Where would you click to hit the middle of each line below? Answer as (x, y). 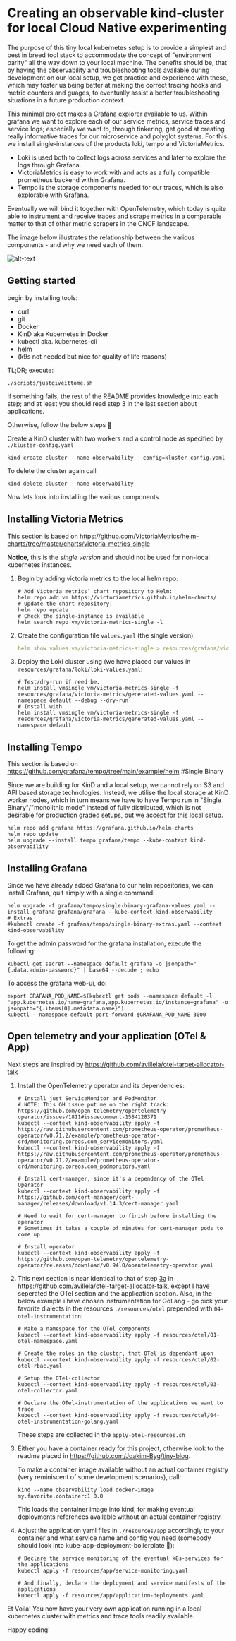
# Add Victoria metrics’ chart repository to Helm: (95, 591)
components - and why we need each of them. (75, 244)
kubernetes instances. (39, 565)
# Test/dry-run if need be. (58, 682)
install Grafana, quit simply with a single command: (81, 893)
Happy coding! (29, 1630)
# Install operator (46, 1247)
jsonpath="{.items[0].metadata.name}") (66, 1009)
